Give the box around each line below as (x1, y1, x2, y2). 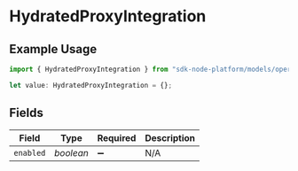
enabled (13, 148, 46, 158)
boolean (54, 146, 89, 159)
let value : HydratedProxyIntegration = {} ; (9, 81, 173, 89)
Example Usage (9, 42, 98, 57)
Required (97, 131, 137, 144)
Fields (9, 105, 44, 120)
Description (145, 131, 196, 144)
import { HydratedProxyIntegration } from (9, 65, 169, 74)
